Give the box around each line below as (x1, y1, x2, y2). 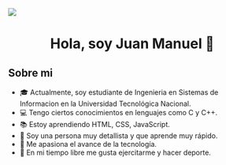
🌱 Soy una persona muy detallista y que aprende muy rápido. (19, 131, 218, 141)
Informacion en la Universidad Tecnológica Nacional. (19, 99, 191, 108)
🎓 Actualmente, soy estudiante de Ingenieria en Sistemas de (19, 88, 219, 97)
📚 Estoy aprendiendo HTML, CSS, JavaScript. (19, 120, 171, 129)
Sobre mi (8, 66, 54, 80)
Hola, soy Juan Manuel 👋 (50, 35, 215, 53)
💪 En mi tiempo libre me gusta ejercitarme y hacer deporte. (19, 148, 211, 157)
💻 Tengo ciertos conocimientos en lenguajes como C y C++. (19, 108, 218, 117)
